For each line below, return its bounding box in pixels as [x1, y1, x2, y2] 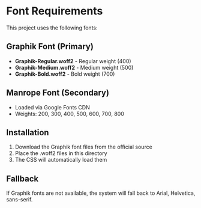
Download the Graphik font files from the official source [14, 143, 153, 151]
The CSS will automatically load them [14, 156, 107, 164]
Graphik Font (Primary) [6, 41, 94, 52]
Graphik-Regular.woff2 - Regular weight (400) [14, 57, 131, 64]
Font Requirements [6, 4, 103, 18]
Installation [6, 127, 49, 138]
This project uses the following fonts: [6, 24, 98, 31]
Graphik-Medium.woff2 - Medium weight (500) [14, 64, 134, 71]
